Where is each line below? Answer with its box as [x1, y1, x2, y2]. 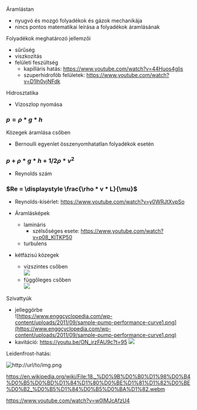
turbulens [23, 240, 47, 247]
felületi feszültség [14, 59, 59, 66]
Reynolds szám [14, 170, 52, 177]
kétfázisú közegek [14, 252, 59, 259]
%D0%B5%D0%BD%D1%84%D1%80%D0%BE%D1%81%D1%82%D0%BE [6, 379, 190, 386]
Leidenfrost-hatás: [6, 350, 51, 357]
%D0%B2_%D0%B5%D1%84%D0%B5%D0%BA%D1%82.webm [6, 386, 166, 393]
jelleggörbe [14, 306, 43, 313]
